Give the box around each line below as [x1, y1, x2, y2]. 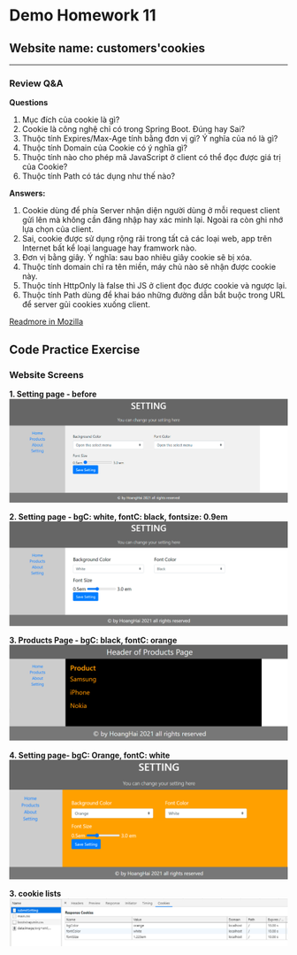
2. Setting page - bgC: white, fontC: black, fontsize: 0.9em [9, 511, 228, 522]
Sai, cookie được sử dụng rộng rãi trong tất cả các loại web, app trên [21, 234, 272, 244]
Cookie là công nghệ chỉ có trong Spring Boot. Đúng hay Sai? [21, 124, 246, 135]
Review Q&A [9, 77, 64, 89]
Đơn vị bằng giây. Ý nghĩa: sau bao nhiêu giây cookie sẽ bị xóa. [21, 252, 253, 263]
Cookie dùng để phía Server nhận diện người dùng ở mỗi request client [21, 205, 280, 216]
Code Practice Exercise [9, 342, 141, 357]
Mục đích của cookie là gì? [21, 114, 120, 125]
